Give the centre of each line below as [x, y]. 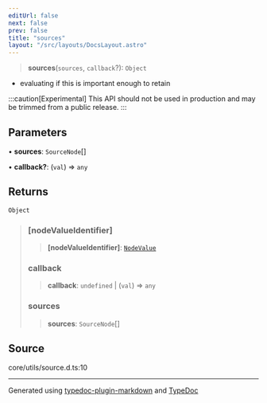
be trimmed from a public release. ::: [68, 108]
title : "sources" [37, 38]
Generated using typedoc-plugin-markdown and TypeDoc [103, 390]
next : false [28, 23]
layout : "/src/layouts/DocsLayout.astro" [78, 45]
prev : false [28, 30]
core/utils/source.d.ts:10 [48, 368]
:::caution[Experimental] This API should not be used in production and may [132, 99]
